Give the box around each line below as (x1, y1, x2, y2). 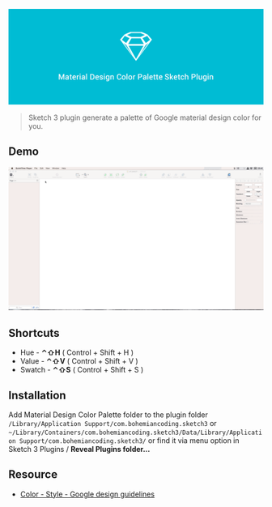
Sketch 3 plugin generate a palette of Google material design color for (28, 113, 261, 122)
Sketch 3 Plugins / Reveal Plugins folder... (8, 444, 151, 454)
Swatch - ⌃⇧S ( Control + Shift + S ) (19, 365, 144, 375)
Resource (8, 467, 58, 482)
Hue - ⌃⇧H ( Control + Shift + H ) (19, 347, 134, 357)
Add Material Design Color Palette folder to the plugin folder (8, 410, 208, 420)
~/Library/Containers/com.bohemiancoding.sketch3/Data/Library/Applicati (8, 428, 263, 437)
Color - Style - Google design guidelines (19, 489, 155, 499)
